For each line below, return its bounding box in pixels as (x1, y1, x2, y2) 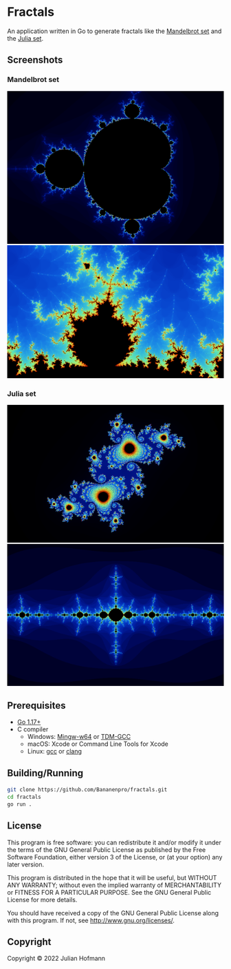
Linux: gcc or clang (27, 747, 82, 756)
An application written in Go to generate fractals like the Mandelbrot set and (7, 27, 222, 35)
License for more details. (7, 895, 78, 904)
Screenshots (7, 54, 63, 66)
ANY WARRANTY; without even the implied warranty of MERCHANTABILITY (7, 881, 222, 889)
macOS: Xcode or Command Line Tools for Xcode (27, 740, 168, 748)
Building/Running (7, 767, 84, 779)
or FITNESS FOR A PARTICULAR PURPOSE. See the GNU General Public (7, 888, 212, 896)
